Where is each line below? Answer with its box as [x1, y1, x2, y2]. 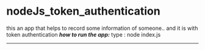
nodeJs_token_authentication [6, 4, 160, 18]
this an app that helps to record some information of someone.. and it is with [6, 24, 198, 32]
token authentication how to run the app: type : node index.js [6, 30, 161, 38]
